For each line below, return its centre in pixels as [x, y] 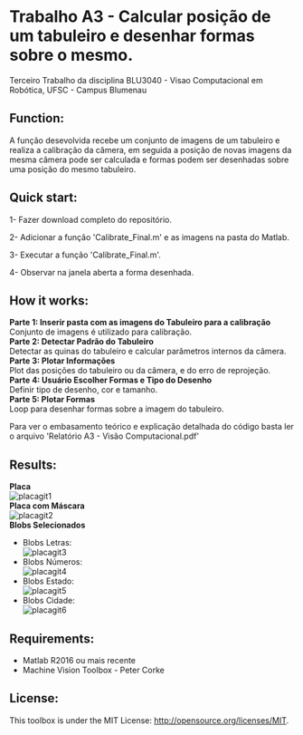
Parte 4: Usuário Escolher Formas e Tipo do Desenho [111, 380]
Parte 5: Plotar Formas [52, 400]
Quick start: [44, 198]
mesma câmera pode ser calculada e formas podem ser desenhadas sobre [149, 160]
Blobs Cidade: [48, 601]
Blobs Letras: [47, 543]
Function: [37, 118]
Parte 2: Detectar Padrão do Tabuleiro [81, 342]
